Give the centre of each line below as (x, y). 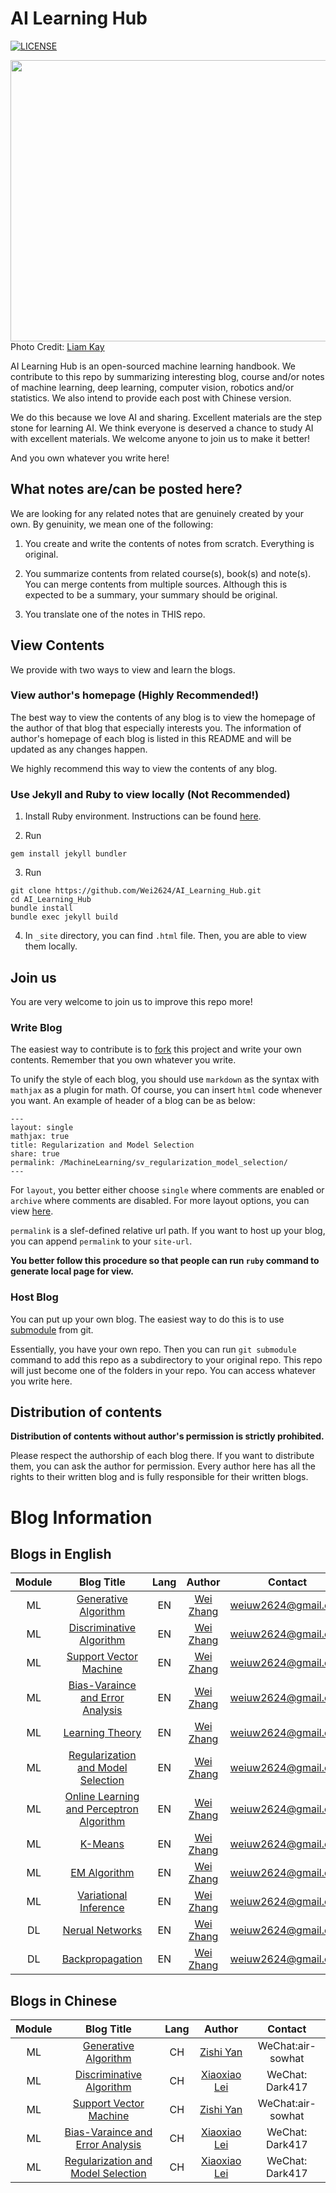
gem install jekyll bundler (69, 854)
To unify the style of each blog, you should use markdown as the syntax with (165, 1079)
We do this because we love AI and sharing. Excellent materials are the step (166, 417)
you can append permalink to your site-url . (101, 1241)
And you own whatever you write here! (90, 458)
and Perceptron (102, 1809)
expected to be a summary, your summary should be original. (151, 594)
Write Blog (36, 1027)
